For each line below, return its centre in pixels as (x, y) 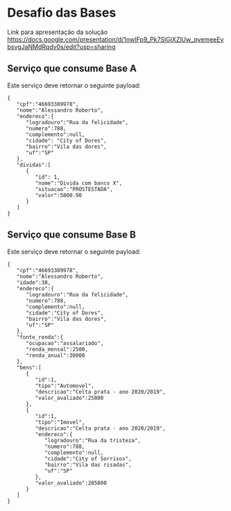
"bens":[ (29, 367)
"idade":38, (34, 283)
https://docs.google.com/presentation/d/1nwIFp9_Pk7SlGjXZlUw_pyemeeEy (115, 39)
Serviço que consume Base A (72, 68)
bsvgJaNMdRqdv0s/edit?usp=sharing (61, 47)
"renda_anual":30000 (55, 355)
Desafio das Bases (62, 13)
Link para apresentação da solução (58, 32)
